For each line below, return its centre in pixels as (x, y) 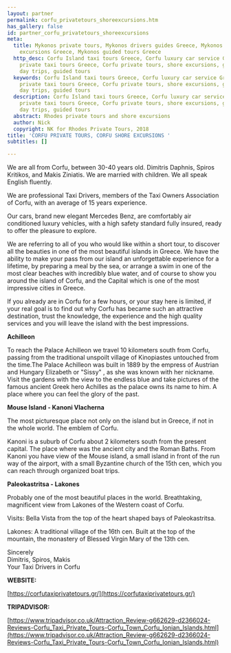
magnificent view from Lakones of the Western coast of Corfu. (96, 505)
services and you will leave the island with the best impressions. (98, 323)
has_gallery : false (35, 26)
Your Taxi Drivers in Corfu (44, 567)
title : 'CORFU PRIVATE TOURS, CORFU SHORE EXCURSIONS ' (89, 135)
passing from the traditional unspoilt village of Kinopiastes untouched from (113, 358)
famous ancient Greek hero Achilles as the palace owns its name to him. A (112, 387)
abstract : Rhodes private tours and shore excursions (92, 116)
